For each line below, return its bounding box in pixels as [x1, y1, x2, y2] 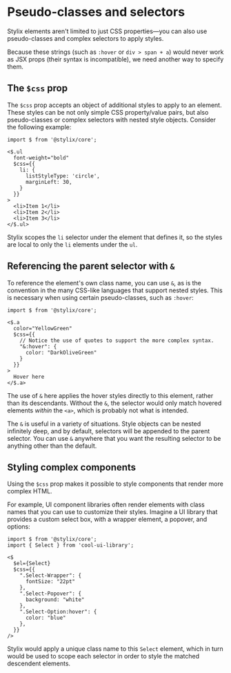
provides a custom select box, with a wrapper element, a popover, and [7, 515, 208, 524]
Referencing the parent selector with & [7, 260, 175, 272]
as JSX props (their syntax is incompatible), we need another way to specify [7, 55, 224, 63]
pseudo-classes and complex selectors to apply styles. [7, 34, 164, 42]
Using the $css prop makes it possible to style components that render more [7, 480, 224, 488]
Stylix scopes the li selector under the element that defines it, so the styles [7, 233, 223, 241]
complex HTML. [7, 487, 53, 495]
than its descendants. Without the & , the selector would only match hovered [7, 399, 222, 407]
